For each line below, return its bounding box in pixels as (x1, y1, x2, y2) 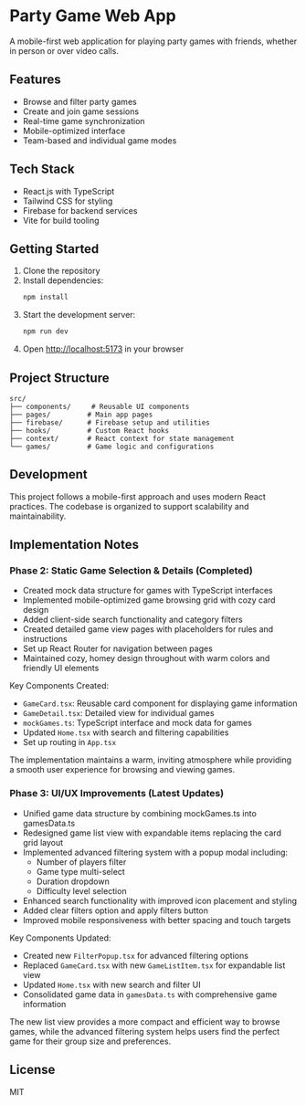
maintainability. (9, 510, 67, 521)
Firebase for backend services (22, 205, 138, 216)
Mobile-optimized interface (22, 125, 126, 136)
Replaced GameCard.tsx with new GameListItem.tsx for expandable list (22, 960, 286, 971)
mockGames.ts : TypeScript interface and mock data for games (22, 718, 253, 729)
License (9, 1062, 56, 1078)
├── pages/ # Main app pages (9, 410, 153, 419)
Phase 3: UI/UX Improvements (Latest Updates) (9, 787, 225, 800)
